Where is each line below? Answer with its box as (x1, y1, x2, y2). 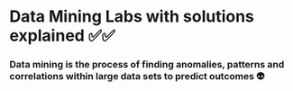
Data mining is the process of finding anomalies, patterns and (9, 59, 285, 71)
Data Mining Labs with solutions (9, 6, 255, 27)
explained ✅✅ (9, 25, 115, 46)
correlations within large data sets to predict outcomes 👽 (9, 70, 265, 83)
